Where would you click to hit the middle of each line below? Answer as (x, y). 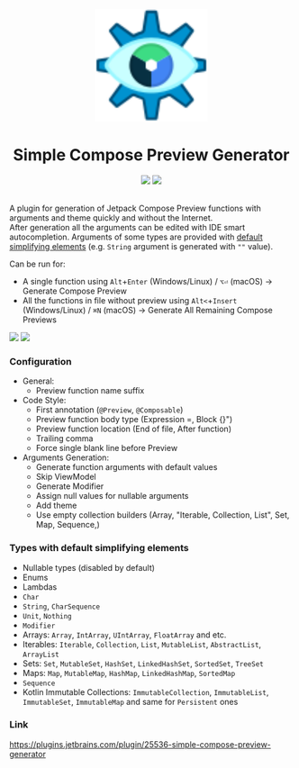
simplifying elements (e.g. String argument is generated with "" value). (141, 246)
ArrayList (41, 655)
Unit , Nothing (47, 615)
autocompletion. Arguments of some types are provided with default (136, 237)
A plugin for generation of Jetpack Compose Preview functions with (135, 208)
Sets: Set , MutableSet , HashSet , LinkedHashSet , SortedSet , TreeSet (143, 663)
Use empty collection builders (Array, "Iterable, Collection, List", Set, (163, 515)
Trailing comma (64, 438)
